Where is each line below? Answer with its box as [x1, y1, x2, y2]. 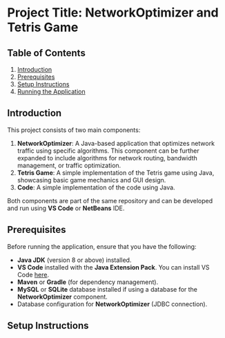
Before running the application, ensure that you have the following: [7, 242, 197, 250]
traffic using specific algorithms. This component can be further [17, 147, 200, 155]
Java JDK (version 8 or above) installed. [17, 256, 132, 264]
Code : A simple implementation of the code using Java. [17, 183, 175, 191]
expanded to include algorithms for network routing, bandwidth [17, 153, 198, 162]
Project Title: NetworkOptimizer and [7, 5, 219, 21]
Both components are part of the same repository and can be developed [7, 196, 213, 205]
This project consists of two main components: [7, 126, 141, 134]
